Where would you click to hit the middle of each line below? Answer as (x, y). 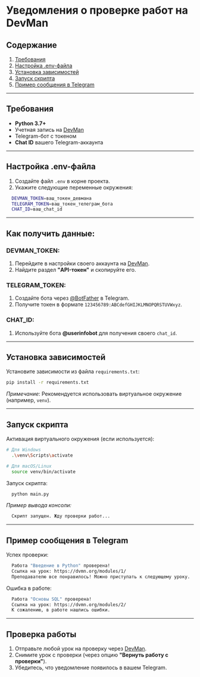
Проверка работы (41, 634)
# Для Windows (24, 450)
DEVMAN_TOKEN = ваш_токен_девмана (52, 198)
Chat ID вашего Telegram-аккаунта (59, 142)
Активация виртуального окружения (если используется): (80, 439)
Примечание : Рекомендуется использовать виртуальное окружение (94, 394)
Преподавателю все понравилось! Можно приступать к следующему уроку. (101, 577)
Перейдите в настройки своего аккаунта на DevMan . (82, 263)
